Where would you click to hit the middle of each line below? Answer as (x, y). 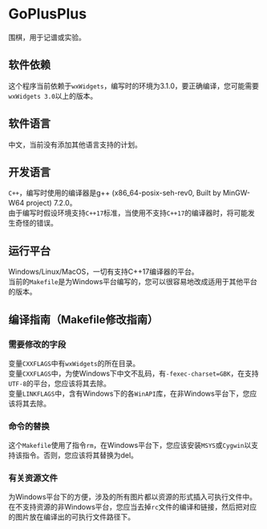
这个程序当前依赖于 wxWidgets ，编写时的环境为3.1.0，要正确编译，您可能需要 (133, 86)
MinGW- (237, 193)
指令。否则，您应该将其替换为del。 (80, 455)
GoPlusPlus (47, 14)
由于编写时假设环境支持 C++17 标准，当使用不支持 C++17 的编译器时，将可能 (128, 213)
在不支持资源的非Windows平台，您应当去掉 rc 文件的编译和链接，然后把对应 (133, 507)
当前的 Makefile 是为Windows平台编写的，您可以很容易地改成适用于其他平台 (133, 282)
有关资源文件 (33, 478)
